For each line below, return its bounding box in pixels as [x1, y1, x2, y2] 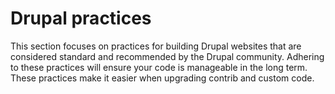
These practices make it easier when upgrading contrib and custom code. [10, 72, 315, 84]
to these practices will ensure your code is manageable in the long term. [10, 61, 308, 73]
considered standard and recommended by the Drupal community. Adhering [10, 50, 325, 62]
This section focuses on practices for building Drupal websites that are [10, 40, 302, 52]
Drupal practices [10, 7, 152, 30]
